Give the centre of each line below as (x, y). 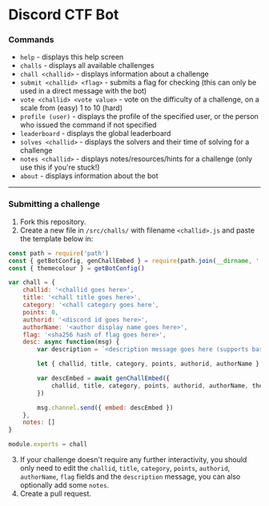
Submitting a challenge (54, 204)
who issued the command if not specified (88, 125)
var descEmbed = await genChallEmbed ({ (104, 379)
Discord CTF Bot (64, 15)
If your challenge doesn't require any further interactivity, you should (133, 460)
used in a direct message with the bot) (83, 91)
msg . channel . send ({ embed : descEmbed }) (105, 408)
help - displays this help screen (72, 57)
